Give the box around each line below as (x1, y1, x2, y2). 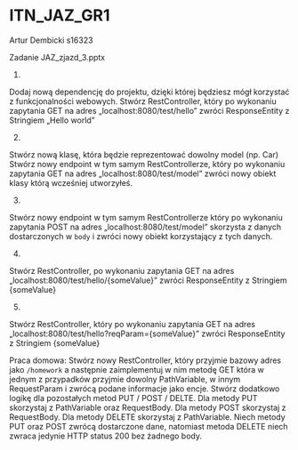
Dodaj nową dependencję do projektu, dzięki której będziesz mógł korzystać (9, 86, 290, 97)
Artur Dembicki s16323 (9, 35, 93, 45)
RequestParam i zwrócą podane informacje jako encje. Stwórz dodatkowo (9, 383, 280, 394)
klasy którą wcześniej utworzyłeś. (9, 177, 133, 188)
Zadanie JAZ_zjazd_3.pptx (9, 52, 105, 62)
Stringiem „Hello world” (9, 115, 95, 125)
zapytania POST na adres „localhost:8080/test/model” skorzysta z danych (9, 221, 282, 232)
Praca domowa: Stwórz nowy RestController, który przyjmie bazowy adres (9, 355, 282, 366)
